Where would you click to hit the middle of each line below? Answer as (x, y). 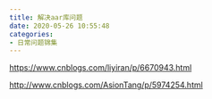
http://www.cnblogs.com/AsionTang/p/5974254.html (106, 85)
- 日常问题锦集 (34, 42)
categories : (31, 34)
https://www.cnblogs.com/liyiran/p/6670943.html (101, 68)
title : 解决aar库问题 (46, 17)
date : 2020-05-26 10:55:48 (59, 26)
